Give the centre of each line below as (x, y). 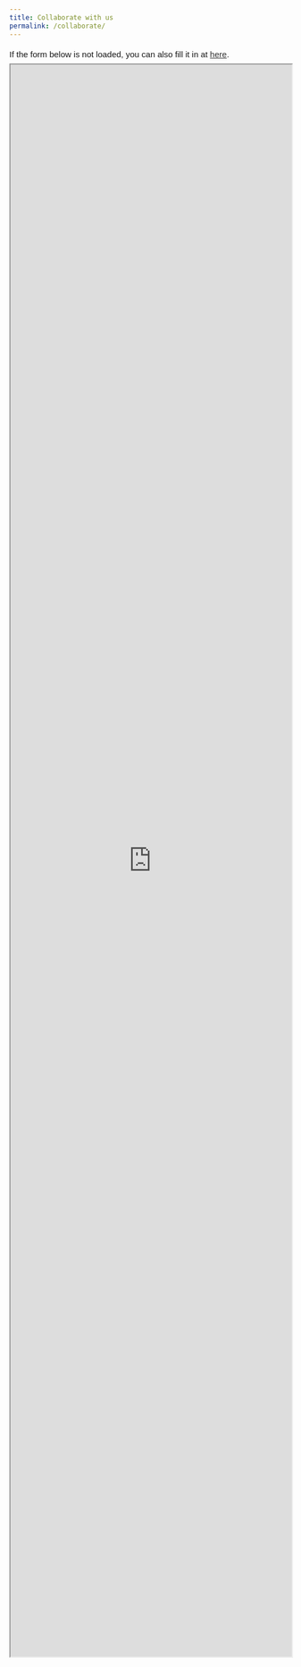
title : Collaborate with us (62, 17)
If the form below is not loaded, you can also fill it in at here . (119, 54)
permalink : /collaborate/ (57, 26)
